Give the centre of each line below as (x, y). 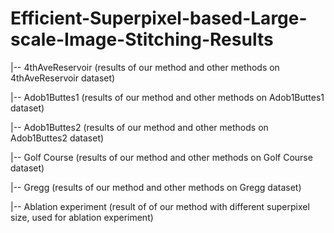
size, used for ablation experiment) (82, 217)
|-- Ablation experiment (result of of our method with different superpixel (160, 206)
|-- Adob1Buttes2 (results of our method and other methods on (139, 127)
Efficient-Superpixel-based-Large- (159, 18)
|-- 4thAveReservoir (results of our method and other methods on (145, 67)
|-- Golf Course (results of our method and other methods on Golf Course (161, 157)
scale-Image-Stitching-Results (142, 39)
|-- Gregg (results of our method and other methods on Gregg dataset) (156, 187)
